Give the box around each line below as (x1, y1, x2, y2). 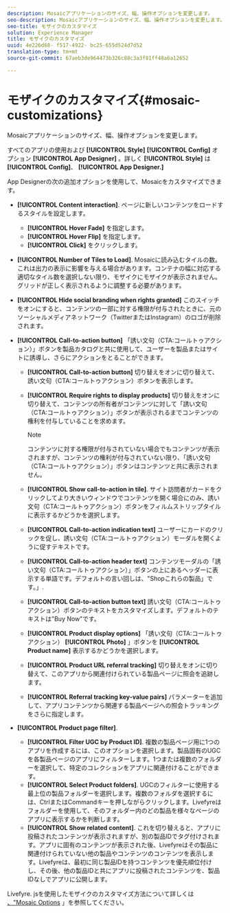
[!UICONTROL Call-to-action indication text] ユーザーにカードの (27, 525, 211, 533)
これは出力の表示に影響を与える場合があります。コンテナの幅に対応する (16, 264, 221, 272)
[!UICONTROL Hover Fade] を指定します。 (27, 224, 148, 232)
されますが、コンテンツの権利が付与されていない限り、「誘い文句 (27, 453, 211, 461)
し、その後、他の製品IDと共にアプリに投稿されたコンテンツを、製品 (27, 866, 220, 875)
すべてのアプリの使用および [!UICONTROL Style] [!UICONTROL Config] (7, 146, 211, 154)
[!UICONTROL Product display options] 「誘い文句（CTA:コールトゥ (27, 629, 222, 637)
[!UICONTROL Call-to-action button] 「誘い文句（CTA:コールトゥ (16, 336, 205, 344)
